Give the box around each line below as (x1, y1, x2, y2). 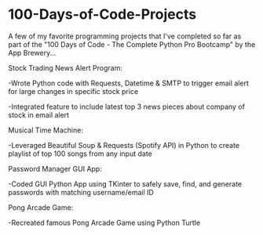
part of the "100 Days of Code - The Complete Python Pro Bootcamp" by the (8, 39, 256, 49)
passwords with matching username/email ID (8, 187, 155, 197)
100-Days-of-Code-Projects (8, 5, 197, 23)
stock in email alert (8, 110, 69, 119)
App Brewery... (8, 48, 57, 57)
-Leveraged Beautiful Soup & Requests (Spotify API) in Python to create (8, 140, 240, 150)
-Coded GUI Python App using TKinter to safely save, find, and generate (8, 179, 243, 189)
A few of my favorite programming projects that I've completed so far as (8, 31, 242, 41)
